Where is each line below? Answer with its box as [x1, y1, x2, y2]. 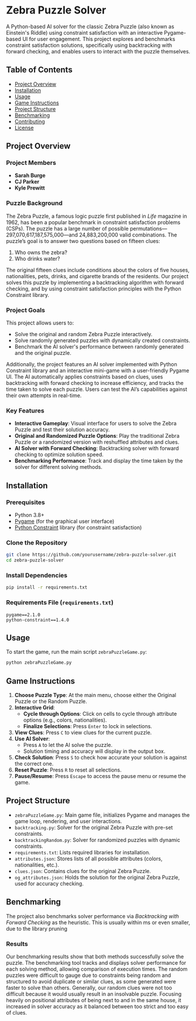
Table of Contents [6, 65, 73, 75]
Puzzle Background [6, 199, 63, 207]
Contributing [14, 118, 45, 125]
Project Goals [6, 306, 46, 314]
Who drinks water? [14, 255, 60, 262]
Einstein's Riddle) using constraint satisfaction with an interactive [6, 29, 163, 36]
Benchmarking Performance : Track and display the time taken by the [14, 457, 183, 464]
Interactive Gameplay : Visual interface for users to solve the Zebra [14, 420, 177, 427]
